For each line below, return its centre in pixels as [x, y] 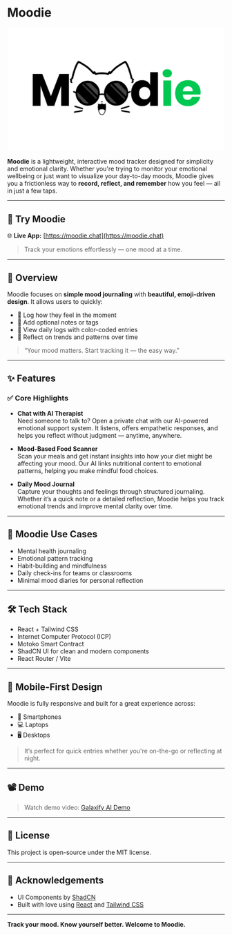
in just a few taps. [32, 191]
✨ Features [31, 379]
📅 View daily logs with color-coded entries [77, 330]
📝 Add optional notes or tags [58, 322]
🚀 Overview [32, 278]
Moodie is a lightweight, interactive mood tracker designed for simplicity [110, 162]
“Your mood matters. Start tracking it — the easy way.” [101, 351]
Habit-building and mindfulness [62, 566]
